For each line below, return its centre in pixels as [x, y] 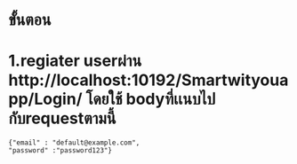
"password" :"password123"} [60, 151]
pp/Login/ [45, 99]
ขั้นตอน [30, 20]
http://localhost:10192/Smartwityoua [148, 80]
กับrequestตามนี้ [62, 118]
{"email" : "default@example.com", [74, 143]
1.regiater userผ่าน [75, 61]
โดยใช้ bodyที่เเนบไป [151, 99]
